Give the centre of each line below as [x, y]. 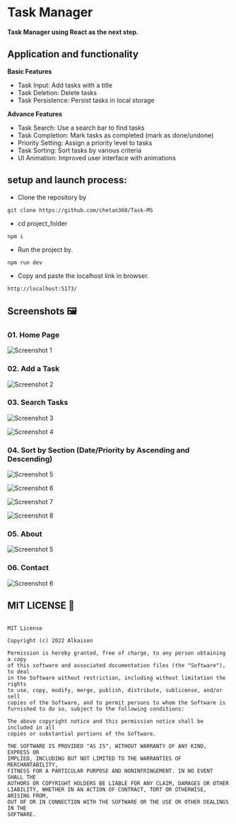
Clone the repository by [52, 197]
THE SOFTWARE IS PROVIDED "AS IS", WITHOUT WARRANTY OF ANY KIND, [107, 746]
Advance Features [35, 113]
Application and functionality [73, 54]
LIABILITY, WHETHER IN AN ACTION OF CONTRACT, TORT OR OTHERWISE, [107, 789]
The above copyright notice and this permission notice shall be [105, 721]
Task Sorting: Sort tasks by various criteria [79, 150]
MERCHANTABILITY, [33, 764]
